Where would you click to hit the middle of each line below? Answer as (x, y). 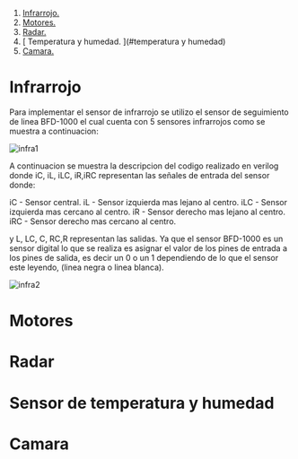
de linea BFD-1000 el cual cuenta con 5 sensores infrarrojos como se (137, 121)
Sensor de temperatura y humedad (142, 403)
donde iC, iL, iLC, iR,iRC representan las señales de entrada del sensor (140, 175)
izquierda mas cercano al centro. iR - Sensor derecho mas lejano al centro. (147, 212)
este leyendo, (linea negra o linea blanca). (87, 267)
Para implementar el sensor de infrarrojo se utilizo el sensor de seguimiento (149, 112)
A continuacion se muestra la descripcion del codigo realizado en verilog (144, 166)
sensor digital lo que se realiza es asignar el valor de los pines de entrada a (149, 248)
